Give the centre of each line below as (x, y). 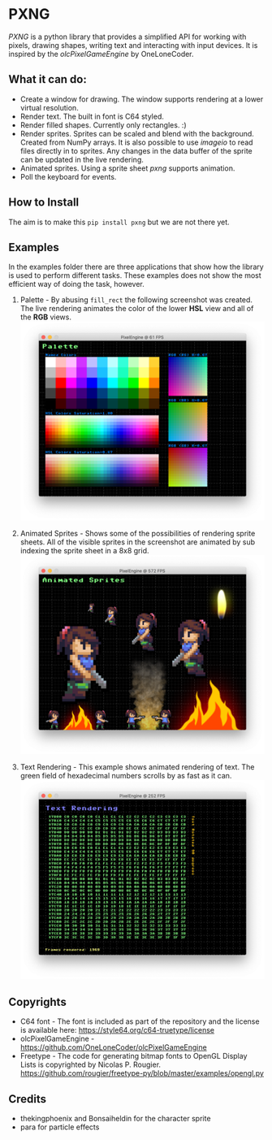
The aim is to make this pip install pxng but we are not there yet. (119, 222)
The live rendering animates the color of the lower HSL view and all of (137, 309)
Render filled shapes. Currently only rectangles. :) (103, 125)
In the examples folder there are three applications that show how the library (136, 267)
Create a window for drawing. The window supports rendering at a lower (142, 99)
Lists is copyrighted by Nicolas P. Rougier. (90, 1064)
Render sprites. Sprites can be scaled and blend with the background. (137, 133)
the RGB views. (45, 317)
